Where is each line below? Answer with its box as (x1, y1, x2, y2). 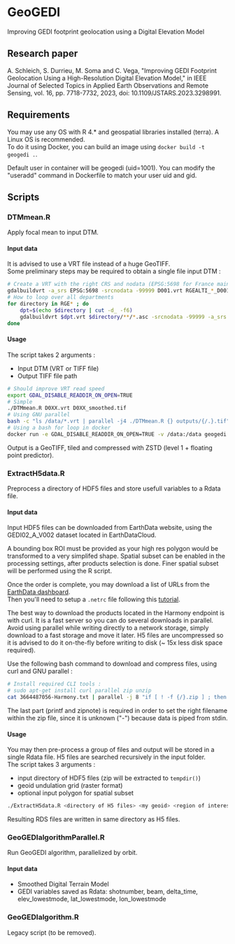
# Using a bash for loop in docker (7, 425, 111, 432)
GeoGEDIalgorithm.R (7, 912, 79, 922)
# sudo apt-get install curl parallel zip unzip (7, 688, 152, 695)
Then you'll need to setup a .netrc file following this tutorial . (7, 595, 180, 603)
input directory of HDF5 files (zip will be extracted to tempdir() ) (17, 774, 201, 782)
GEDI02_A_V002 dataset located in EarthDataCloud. (7, 531, 157, 540)
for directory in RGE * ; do (7, 301, 90, 308)
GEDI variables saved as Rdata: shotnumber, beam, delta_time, (17, 887, 198, 896)
